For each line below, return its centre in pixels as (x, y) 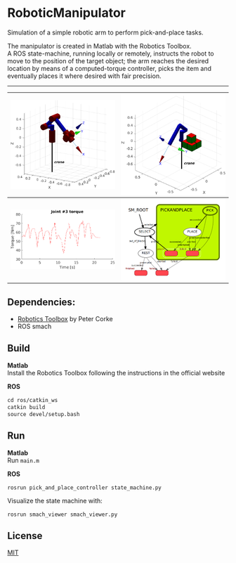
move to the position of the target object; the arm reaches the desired (108, 60)
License (25, 536)
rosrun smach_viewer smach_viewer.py (63, 515)
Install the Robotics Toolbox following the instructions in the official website (116, 373)
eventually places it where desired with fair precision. (84, 76)
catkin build (26, 407)
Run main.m (24, 460)
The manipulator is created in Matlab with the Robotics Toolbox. (99, 46)
